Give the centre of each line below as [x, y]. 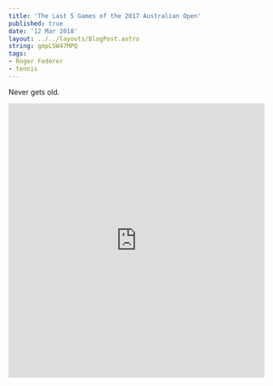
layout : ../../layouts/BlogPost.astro [74, 39]
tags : [17, 54]
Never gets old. [34, 92]
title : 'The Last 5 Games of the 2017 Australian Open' [105, 16]
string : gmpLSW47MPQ [43, 46]
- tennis [23, 69]
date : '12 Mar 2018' [43, 31]
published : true [36, 24]
